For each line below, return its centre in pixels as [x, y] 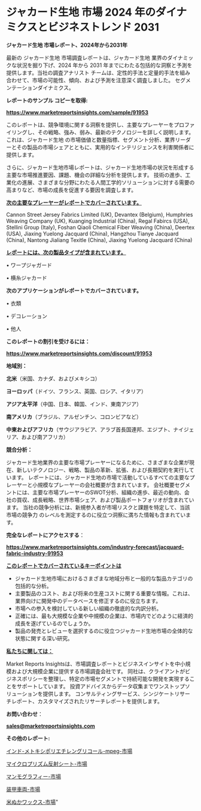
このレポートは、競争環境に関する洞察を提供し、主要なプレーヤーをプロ [95, 125]
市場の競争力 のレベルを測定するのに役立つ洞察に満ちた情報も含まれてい [96, 515]
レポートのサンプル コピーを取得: [47, 100]
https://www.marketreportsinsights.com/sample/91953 [77, 112]
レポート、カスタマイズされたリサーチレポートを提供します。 [87, 701]
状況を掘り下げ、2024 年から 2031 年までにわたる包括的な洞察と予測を [104, 65]
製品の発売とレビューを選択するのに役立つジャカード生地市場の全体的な [104, 631]
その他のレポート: [28, 738]
